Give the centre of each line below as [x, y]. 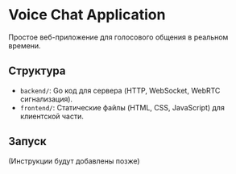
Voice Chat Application [87, 15]
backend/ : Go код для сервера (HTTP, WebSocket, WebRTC [120, 90]
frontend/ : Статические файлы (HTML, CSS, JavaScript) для [122, 107]
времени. [25, 45]
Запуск [27, 141]
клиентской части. [52, 116]
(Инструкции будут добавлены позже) [74, 161]
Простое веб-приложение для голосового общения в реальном [118, 37]
